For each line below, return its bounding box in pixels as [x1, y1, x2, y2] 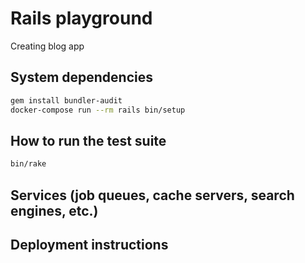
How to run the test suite [10, 132, 167, 149]
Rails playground [10, 7, 153, 30]
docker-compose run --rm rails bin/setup [10, 105, 186, 115]
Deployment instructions [10, 236, 169, 253]
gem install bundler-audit [10, 95, 123, 106]
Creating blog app [10, 40, 85, 52]
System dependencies [10, 69, 153, 86]
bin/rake [10, 159, 47, 169]
